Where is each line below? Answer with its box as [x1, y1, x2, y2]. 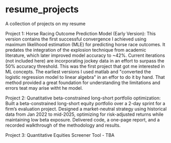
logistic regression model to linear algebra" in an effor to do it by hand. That [5, 74, 165, 80]
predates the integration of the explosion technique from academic [5, 47, 146, 53]
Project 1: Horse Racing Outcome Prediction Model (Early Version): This [5, 30, 156, 36]
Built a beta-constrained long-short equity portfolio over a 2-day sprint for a [5, 100, 165, 106]
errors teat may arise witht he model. [5, 85, 83, 91]
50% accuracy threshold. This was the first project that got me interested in [5, 63, 165, 69]
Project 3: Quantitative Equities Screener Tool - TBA [5, 132, 115, 138]
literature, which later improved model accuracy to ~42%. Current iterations [5, 52, 165, 58]
